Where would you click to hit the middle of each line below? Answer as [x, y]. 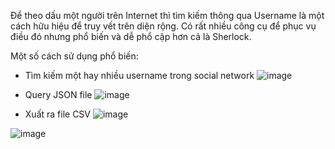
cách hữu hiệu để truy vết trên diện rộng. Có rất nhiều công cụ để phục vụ [163, 26]
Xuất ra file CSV [58, 114]
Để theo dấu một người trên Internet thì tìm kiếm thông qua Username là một [167, 15]
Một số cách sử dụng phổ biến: [74, 56]
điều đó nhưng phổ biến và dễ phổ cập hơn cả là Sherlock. [131, 36]
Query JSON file [58, 94]
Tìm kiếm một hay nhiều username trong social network [139, 75]
